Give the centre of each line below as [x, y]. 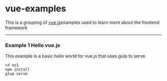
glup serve [16, 74]
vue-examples [36, 9]
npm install [17, 70]
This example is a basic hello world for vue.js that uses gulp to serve [75, 56]
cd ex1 [12, 65]
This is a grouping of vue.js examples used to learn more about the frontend [83, 22]
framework [16, 27]
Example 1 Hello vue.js [33, 45]
